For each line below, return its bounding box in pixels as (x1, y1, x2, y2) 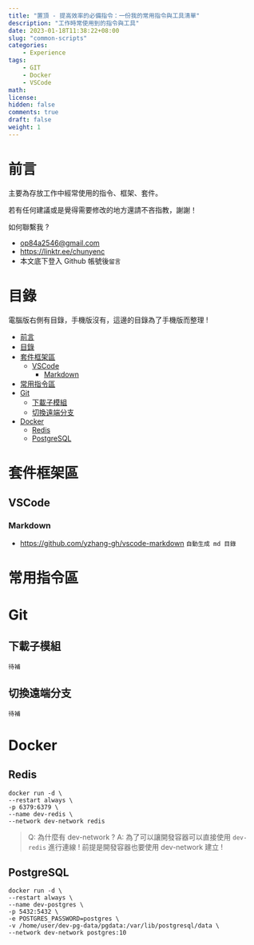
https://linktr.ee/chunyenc (19, 246, 105, 256)
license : (8, 94, 38, 102)
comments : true (8, 109, 59, 117)
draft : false (8, 116, 52, 124)
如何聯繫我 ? (8, 221, 50, 232)
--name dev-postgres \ (8, 901, 84, 909)
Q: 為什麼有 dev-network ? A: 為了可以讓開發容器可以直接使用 (27, 832, 232, 842)
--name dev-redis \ (8, 810, 73, 818)
